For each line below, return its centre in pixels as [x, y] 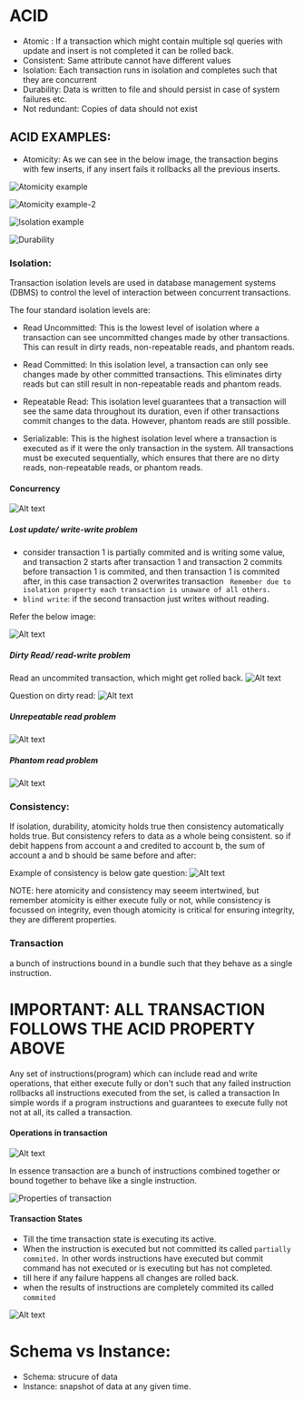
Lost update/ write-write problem [74, 529]
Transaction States [46, 1219]
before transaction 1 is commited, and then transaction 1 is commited [151, 572]
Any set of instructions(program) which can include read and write [134, 1073]
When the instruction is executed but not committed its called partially [157, 1249]
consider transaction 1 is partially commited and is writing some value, [154, 552]
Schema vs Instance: [90, 1351]
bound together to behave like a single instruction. [103, 1180]
